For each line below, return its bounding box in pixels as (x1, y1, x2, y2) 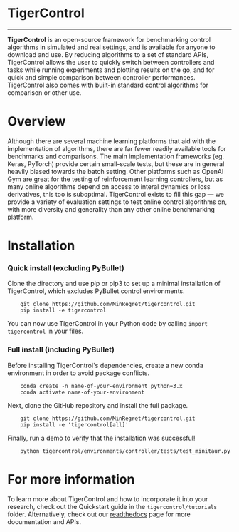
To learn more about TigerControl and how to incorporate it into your (7, 494, 208, 503)
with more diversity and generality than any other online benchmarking (7, 205, 216, 213)
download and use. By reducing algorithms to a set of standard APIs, (7, 50, 208, 58)
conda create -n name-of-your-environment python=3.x (20, 382, 183, 389)
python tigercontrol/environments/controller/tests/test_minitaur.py (20, 447, 231, 454)
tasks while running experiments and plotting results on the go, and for (7, 66, 215, 74)
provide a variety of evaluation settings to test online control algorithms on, (7, 198, 228, 206)
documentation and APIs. (7, 517, 82, 526)
